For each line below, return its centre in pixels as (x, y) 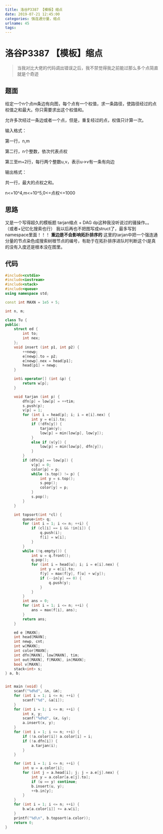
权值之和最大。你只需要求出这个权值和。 (46, 110)
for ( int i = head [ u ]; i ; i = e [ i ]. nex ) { (75, 565)
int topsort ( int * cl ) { (38, 515)
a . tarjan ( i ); (44, 746)
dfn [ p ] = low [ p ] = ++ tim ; (49, 401)
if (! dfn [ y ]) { (47, 424)
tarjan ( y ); (51, 428)
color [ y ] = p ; (54, 488)
